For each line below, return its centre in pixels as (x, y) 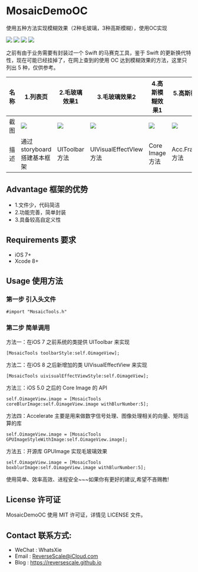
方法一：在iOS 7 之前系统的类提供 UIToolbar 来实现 (68, 342)
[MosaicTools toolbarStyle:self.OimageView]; (63, 353)
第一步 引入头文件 (31, 299)
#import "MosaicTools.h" (37, 312)
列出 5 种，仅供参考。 (32, 67)
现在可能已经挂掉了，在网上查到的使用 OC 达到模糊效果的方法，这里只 (102, 60)
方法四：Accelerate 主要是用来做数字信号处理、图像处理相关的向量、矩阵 (95, 415)
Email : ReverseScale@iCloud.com (56, 556)
